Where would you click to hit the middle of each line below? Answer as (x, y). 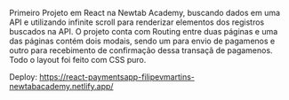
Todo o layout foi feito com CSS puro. (78, 60)
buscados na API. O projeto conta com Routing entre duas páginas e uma (144, 31)
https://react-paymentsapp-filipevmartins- (117, 77)
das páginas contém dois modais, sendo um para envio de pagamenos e (142, 41)
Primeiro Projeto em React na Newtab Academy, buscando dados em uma (145, 13)
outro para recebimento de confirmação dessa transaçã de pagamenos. (141, 50)
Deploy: (24, 77)
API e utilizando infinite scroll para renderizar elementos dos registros (137, 22)
